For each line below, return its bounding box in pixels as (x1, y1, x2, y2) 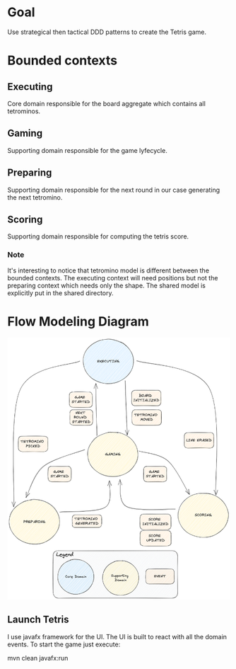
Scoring (7, 213, 43, 225)
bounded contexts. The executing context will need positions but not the (7, 273, 218, 282)
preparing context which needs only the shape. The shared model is (7, 281, 206, 290)
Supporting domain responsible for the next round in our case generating (7, 185, 220, 194)
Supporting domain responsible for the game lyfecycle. (7, 146, 167, 154)
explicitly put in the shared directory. (7, 288, 114, 297)
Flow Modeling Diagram (7, 313, 150, 329)
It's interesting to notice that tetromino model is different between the (7, 266, 210, 275)
